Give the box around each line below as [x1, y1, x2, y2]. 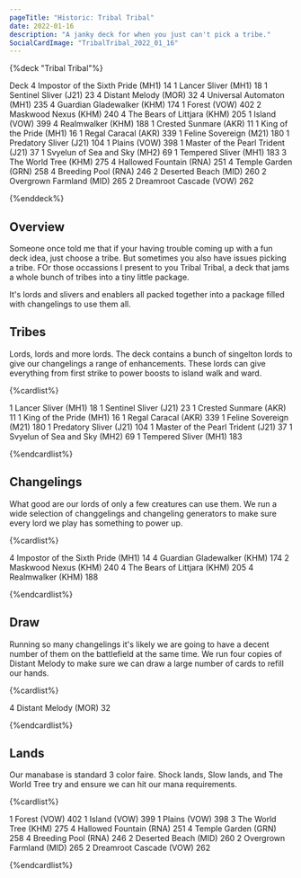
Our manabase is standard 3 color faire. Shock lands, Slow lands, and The [9, 769, 283, 780]
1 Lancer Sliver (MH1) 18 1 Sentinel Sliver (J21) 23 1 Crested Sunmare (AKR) [9, 402, 287, 413]
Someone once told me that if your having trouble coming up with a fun [9, 244, 273, 254]
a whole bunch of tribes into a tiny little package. [9, 271, 190, 283]
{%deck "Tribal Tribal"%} [9, 63, 103, 74]
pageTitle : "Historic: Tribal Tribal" [9, 13, 155, 22]
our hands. [9, 667, 49, 678]
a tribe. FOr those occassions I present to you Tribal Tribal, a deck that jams [9, 262, 290, 273]
